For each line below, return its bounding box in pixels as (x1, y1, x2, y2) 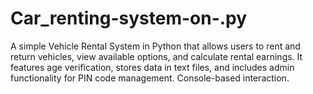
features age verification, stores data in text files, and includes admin (10, 61, 295, 73)
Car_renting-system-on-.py (10, 7, 248, 30)
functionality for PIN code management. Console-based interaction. (10, 72, 290, 84)
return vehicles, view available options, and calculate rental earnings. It (10, 50, 303, 62)
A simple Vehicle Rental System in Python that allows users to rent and (10, 40, 301, 52)
